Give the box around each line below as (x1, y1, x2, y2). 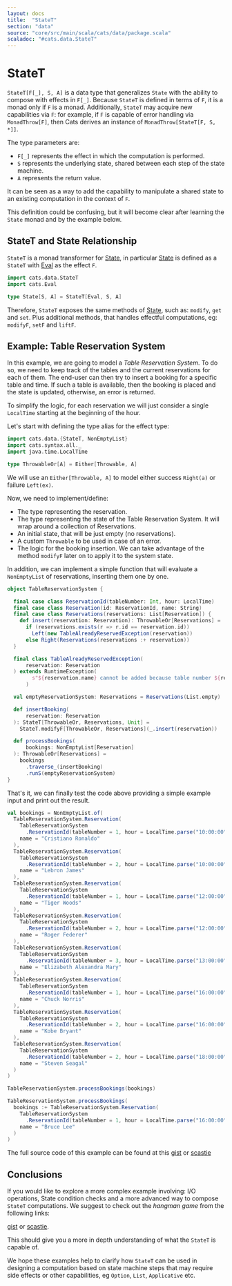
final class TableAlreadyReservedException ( (13, 655, 144, 662)
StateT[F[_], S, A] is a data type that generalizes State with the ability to (7, 88, 218, 97)
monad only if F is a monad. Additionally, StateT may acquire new (7, 103, 193, 111)
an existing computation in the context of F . (7, 195, 130, 203)
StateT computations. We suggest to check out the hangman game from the (7, 1202, 224, 1210)
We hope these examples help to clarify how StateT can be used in (7, 1256, 197, 1265)
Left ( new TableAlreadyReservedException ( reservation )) (32, 630, 193, 637)
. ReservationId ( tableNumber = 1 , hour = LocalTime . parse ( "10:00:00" (25, 829, 227, 836)
